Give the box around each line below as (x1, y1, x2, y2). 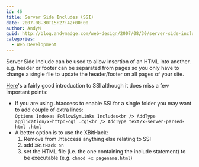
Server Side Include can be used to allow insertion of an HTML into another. (6, 57, 191, 65)
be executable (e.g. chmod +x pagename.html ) (23, 154, 133, 161)
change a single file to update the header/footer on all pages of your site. (6, 70, 185, 78)
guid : (6, 31, 20, 37)
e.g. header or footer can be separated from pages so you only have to (6, 64, 179, 71)
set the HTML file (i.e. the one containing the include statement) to (23, 147, 186, 155)
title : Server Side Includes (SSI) (6, 14, 94, 20)
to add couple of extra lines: (14, 106, 84, 113)
